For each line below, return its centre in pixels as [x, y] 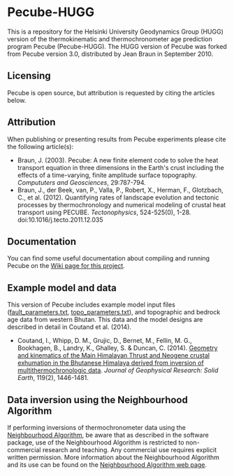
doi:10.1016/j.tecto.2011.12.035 [60, 219]
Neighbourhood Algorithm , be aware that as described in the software [108, 435]
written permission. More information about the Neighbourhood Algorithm [114, 457]
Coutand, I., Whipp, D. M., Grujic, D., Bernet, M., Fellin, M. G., [104, 341]
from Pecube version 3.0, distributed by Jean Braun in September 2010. [110, 54]
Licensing [29, 76]
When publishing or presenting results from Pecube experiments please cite [117, 139]
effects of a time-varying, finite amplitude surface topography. [107, 175]
